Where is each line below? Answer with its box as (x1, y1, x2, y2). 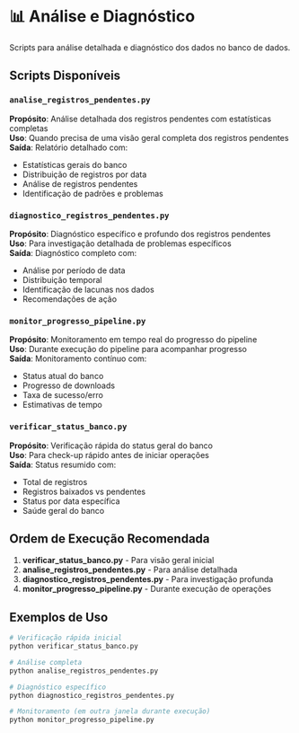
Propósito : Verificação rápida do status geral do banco (9, 440, 214, 451)
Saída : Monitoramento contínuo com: (9, 353, 147, 364)
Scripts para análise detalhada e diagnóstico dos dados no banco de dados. (9, 41, 291, 53)
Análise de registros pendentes (22, 178, 138, 189)
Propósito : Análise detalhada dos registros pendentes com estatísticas (9, 113, 272, 124)
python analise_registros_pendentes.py (9, 666, 159, 676)
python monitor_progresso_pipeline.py (9, 715, 154, 725)
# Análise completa (9, 658, 83, 667)
